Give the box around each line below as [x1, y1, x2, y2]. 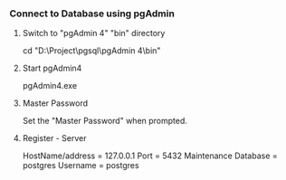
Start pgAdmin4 [22, 62, 82, 74]
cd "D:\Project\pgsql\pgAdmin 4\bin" [22, 45, 161, 56]
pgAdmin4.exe [22, 81, 78, 91]
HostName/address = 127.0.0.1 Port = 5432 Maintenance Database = [22, 150, 278, 161]
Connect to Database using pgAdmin [9, 7, 175, 20]
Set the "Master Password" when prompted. [22, 116, 188, 127]
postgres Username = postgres [22, 160, 139, 171]
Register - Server [22, 133, 87, 144]
